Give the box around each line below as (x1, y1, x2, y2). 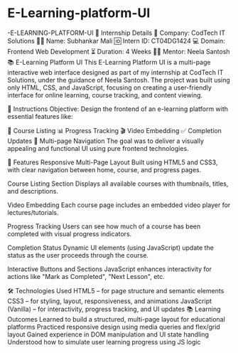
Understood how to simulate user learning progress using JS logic (7, 337, 201, 346)
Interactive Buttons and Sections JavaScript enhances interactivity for (7, 265, 212, 273)
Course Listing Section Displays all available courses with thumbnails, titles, (7, 179, 229, 188)
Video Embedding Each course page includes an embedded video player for (7, 201, 231, 209)
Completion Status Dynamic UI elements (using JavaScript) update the (7, 243, 215, 252)
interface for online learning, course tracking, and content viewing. (7, 90, 203, 99)
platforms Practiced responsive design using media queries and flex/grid (7, 322, 220, 331)
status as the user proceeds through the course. (7, 251, 149, 259)
